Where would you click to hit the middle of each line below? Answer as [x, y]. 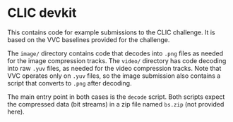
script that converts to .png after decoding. [70, 83]
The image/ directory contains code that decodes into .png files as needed [115, 53]
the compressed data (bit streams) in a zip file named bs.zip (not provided [116, 104]
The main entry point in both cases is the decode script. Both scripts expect [116, 97]
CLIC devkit [42, 13]
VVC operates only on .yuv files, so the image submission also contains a [114, 76]
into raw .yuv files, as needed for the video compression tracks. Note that [114, 68]
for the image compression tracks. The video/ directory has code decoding [117, 60]
